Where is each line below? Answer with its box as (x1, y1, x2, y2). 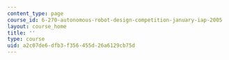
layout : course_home (7, 23, 68, 30)
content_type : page (7, 10, 64, 17)
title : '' (7, 29, 36, 37)
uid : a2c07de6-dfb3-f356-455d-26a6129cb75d (7, 42, 136, 49)
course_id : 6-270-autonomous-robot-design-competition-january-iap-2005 (7, 17, 223, 23)
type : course (7, 36, 45, 43)
